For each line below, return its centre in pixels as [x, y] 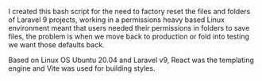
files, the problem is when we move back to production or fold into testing [129, 36]
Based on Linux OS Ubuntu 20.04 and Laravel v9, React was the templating [131, 60]
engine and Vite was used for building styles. [82, 68]
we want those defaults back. [56, 45]
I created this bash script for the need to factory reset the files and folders [129, 11]
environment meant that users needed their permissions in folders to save [129, 28]
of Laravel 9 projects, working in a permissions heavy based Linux [116, 20]
